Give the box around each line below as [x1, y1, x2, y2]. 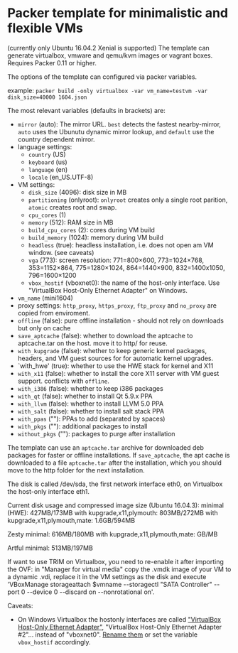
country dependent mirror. [17, 135, 95, 144]
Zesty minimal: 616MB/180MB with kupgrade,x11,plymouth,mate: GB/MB [7, 529, 218, 538]
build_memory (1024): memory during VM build [28, 233, 163, 242]
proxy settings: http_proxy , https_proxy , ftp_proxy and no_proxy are [17, 301, 217, 310]
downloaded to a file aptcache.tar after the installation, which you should [7, 458, 222, 467]
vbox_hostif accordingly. [17, 637, 91, 646]
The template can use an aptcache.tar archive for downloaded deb [7, 443, 204, 452]
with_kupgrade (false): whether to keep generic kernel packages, [17, 346, 207, 355]
